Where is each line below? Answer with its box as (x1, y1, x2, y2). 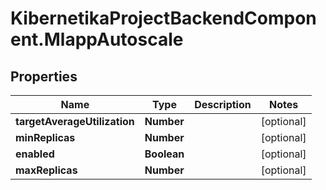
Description (194, 98, 252, 111)
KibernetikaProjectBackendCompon (10, 7, 317, 30)
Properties (10, 68, 78, 85)
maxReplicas (15, 163, 78, 177)
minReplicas (15, 131, 76, 144)
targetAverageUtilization (15, 115, 135, 128)
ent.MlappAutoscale (10, 28, 184, 51)
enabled (15, 147, 55, 161)
